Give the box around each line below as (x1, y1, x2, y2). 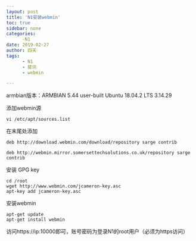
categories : (6, 31, 36, 37)
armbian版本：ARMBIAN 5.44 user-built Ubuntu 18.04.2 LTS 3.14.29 (6, 92, 172, 99)
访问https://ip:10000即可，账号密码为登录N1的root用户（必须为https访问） (6, 228, 189, 235)
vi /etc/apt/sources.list (6, 117, 70, 123)
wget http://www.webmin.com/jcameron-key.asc (6, 183, 121, 189)
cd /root (6, 178, 28, 184)
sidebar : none (6, 25, 42, 32)
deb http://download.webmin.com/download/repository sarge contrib (6, 139, 178, 146)
